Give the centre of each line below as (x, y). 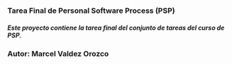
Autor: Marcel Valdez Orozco (58, 53)
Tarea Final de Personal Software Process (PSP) (91, 11)
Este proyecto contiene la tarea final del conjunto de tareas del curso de (116, 28)
